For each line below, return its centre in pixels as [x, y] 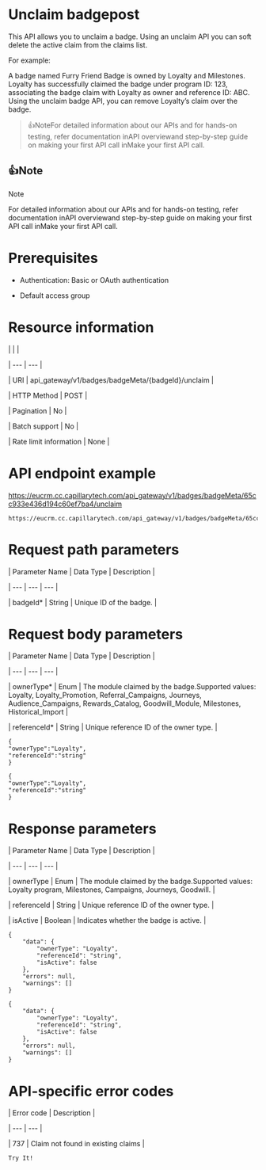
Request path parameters [94, 549]
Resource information [81, 327]
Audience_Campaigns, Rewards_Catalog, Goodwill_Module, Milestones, [125, 703]
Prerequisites [53, 258]
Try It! [21, 1158]
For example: [30, 60]
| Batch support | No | [44, 426]
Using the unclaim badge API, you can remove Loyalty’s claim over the [123, 101]
